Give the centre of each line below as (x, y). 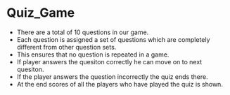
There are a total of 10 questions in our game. (83, 32)
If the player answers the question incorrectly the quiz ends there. (112, 76)
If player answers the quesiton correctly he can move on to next (109, 61)
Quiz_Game (41, 13)
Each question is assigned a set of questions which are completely (113, 39)
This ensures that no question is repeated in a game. (93, 54)
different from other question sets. (66, 47)
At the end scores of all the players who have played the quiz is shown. (120, 84)
